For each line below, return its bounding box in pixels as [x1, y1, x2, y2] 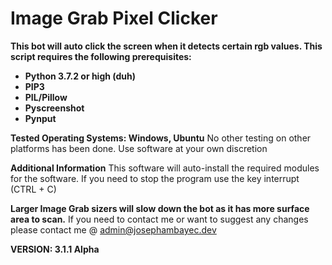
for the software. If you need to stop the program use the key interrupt [10, 172, 300, 184]
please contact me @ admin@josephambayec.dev [10, 223, 217, 236]
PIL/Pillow [24, 91, 68, 103]
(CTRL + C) [10, 183, 57, 195]
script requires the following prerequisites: [10, 50, 192, 62]
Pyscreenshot [24, 102, 85, 114]
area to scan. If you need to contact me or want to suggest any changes [10, 213, 309, 225]
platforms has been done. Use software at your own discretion [10, 142, 268, 154]
